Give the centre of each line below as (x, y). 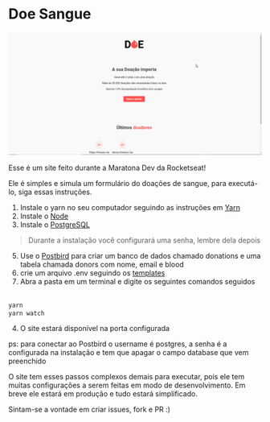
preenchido (27, 361)
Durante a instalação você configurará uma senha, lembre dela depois (144, 240)
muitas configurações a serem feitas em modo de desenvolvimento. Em (127, 385)
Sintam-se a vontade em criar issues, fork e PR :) (90, 409)
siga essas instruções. (55, 192)
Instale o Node (44, 216)
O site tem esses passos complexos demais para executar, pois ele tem (127, 376)
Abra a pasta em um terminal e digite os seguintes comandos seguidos (137, 281)
